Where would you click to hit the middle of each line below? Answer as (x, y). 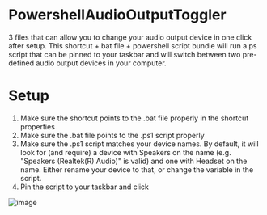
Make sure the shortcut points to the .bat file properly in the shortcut (134, 118)
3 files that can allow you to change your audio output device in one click (130, 37)
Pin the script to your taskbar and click (85, 187)
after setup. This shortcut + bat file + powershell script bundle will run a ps (133, 45)
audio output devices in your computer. (102, 63)
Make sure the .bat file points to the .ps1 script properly (112, 135)
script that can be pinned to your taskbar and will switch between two (125, 54)
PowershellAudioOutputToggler (117, 15)
